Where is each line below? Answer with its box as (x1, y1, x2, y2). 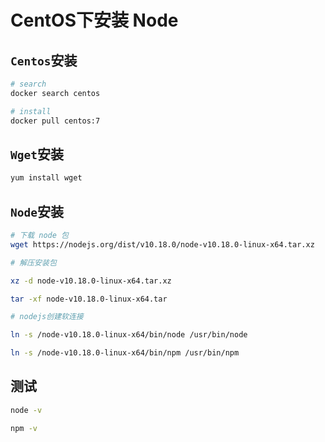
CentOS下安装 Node (10, 9, 179, 32)
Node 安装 (10, 203, 64, 220)
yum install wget (10, 173, 83, 183)
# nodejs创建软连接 (10, 312, 84, 322)
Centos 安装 (10, 52, 78, 69)
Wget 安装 (10, 146, 64, 163)
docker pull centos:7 (10, 116, 101, 126)
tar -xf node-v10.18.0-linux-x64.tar (10, 294, 168, 304)
